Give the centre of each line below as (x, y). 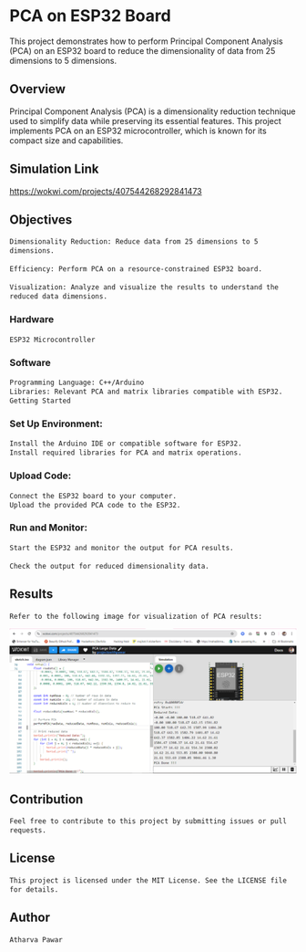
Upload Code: (41, 476)
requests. (28, 830)
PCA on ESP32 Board (90, 16)
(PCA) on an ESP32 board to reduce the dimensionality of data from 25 (143, 50)
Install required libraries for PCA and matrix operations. (126, 453)
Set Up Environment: (56, 424)
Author (30, 918)
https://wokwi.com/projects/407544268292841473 (106, 191)
